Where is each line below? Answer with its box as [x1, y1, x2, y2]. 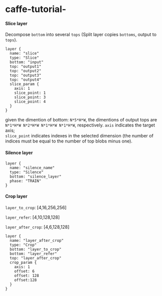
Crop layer [5, 193, 28, 199]
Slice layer [5, 20, 28, 26]
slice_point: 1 [14, 90, 46, 96]
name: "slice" [10, 51, 39, 56]
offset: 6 [14, 268, 35, 274]
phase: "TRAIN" [10, 178, 42, 184]
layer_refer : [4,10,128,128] [5, 214, 60, 220]
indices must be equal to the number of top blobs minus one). [5, 138, 133, 144]
